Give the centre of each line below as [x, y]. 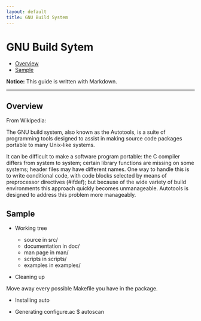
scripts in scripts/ [45, 259]
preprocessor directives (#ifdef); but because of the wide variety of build [96, 182]
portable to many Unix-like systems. [51, 145]
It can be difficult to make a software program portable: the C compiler [93, 157]
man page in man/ [46, 253]
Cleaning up [30, 277]
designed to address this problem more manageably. [71, 195]
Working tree [31, 228]
